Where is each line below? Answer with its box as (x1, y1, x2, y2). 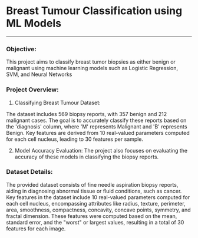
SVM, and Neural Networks (6, 71, 72, 78)
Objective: (6, 45, 37, 53)
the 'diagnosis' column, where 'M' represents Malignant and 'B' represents (6, 123, 187, 130)
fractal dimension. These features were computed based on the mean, (6, 212, 177, 219)
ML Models (6, 16, 62, 30)
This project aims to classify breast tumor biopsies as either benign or (6, 58, 176, 65)
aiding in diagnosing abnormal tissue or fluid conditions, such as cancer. (6, 187, 182, 194)
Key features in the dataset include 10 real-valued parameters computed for (6, 193, 190, 201)
